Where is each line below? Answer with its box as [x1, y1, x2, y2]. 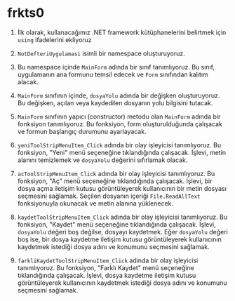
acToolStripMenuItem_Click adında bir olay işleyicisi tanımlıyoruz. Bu [17, 169, 215, 178]
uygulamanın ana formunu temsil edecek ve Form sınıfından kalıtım [17, 70, 208, 79]
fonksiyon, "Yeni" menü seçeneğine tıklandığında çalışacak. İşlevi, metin [17, 148, 227, 156]
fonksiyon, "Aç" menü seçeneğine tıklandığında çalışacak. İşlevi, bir [17, 177, 213, 185]
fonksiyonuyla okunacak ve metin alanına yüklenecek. [17, 199, 174, 208]
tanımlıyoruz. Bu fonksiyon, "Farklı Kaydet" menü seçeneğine [17, 263, 194, 272]
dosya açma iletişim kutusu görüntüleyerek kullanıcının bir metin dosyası [17, 184, 227, 192]
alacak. [17, 77, 39, 86]
